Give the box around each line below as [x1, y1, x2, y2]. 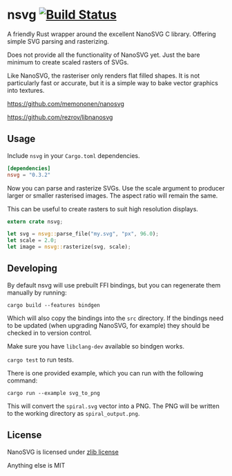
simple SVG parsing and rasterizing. [7, 37, 109, 45]
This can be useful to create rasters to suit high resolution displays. [7, 204, 199, 213]
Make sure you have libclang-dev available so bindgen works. [7, 342, 185, 350]
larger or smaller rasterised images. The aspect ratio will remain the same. [7, 191, 218, 200]
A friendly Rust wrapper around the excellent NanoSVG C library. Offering [7, 30, 216, 38]
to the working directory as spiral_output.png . [7, 409, 140, 417]
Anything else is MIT [7, 461, 66, 469]
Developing [7, 263, 57, 274]
